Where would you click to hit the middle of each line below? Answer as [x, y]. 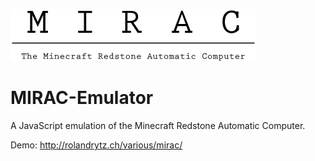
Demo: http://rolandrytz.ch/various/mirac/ [96, 145]
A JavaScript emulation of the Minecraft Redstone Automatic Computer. [158, 125]
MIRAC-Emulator [82, 98]
